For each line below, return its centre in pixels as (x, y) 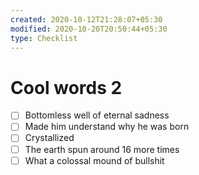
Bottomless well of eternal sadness (97, 115)
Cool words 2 (66, 87)
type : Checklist (44, 38)
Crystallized (49, 138)
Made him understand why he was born (107, 127)
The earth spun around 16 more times (102, 149)
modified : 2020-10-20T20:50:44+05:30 (89, 29)
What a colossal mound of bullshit (94, 160)
